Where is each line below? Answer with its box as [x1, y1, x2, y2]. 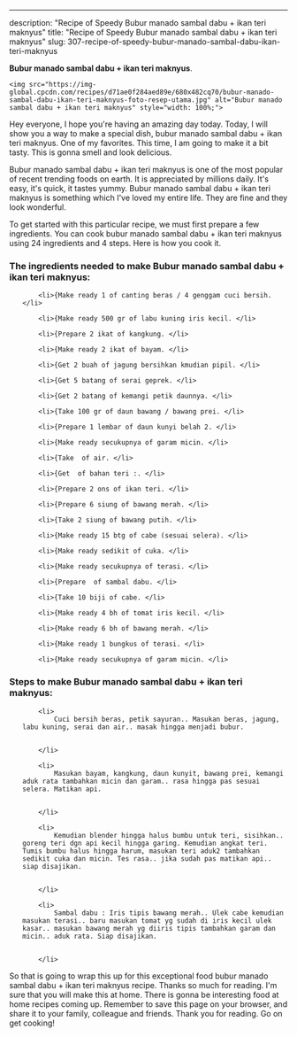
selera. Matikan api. [21, 785, 102, 793]
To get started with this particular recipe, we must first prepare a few [9, 219, 260, 229]
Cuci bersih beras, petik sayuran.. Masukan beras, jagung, [54, 715, 280, 724]
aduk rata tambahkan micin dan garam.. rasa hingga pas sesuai [21, 777, 261, 785]
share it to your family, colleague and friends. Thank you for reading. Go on [9, 1008, 283, 1018]
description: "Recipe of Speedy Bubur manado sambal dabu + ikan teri [9, 18, 267, 27]
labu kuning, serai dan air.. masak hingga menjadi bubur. [21, 723, 245, 731]
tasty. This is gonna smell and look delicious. [9, 147, 172, 158]
